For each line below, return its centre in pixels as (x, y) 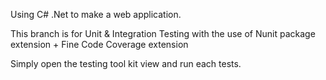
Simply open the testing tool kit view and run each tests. (126, 63)
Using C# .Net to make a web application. (96, 14)
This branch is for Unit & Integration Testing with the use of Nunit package (163, 33)
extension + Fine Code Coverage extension (99, 44)
